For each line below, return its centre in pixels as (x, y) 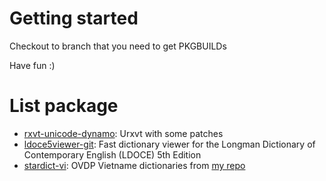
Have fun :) (32, 65)
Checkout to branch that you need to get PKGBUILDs (118, 46)
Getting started (74, 18)
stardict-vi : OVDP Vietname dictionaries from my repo (134, 165)
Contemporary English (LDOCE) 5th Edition (112, 154)
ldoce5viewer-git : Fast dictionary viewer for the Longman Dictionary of (169, 144)
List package (64, 106)
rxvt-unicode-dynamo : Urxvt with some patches (123, 133)
